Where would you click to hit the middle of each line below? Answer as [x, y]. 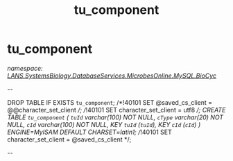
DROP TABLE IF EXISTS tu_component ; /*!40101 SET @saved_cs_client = [110, 102]
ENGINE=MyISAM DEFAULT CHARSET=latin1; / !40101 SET [89, 132]
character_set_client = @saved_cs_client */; [69, 139]
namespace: [25, 68]
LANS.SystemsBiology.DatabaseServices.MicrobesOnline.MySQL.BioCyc [112, 76]
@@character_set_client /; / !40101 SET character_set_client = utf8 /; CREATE [116, 110]
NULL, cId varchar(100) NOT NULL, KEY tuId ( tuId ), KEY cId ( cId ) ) [104, 124]
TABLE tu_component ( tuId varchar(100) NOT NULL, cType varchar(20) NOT [115, 117]
